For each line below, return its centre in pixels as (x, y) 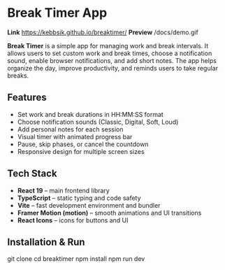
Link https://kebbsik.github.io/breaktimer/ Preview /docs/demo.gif (103, 32)
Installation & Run (46, 242)
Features (27, 98)
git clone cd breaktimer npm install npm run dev (76, 259)
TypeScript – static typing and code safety (79, 198)
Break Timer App (57, 13)
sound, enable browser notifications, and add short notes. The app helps (112, 60)
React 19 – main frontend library (63, 190)
